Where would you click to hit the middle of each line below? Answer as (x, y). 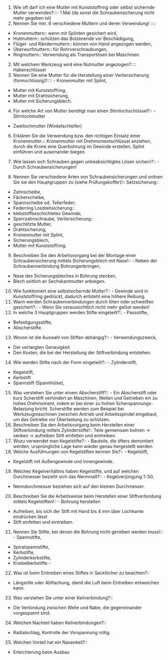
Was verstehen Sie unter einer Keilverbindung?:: (63, 598)
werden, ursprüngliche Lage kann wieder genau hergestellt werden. (83, 446)
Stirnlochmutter (29, 116)
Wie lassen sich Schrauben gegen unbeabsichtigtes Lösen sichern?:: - (86, 162)
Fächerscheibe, (29, 197)
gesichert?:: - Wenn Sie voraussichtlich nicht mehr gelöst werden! (81, 307)
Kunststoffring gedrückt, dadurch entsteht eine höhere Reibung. (79, 296)
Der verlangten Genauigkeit (41, 347)
